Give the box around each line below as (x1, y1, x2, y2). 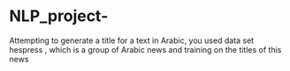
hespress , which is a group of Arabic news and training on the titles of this (9, 44, 282, 54)
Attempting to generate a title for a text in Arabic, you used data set (9, 35, 255, 46)
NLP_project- (9, 6, 109, 26)
